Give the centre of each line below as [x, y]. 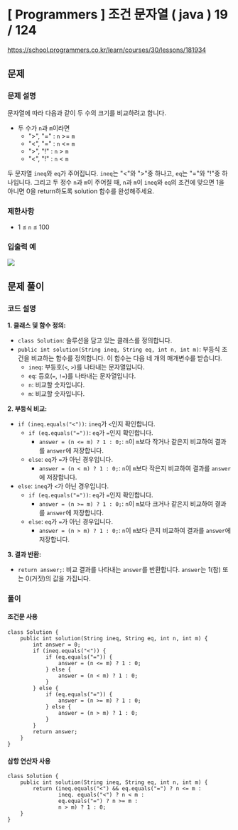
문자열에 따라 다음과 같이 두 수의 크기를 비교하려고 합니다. [87, 113]
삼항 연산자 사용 [29, 760]
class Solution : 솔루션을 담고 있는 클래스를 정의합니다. [95, 340]
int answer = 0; [57, 645]
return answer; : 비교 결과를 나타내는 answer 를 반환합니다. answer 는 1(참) [119, 569]
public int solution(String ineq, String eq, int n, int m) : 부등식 [119, 349]
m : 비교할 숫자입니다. [56, 393]
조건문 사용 [22, 617]
